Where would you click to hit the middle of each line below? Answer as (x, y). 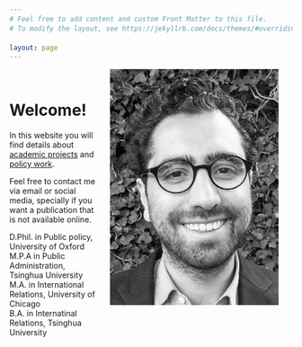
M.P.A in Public (37, 256)
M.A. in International (47, 285)
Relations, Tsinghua (46, 323)
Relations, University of (53, 294)
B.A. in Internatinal (44, 314)
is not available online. (50, 219)
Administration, (37, 266)
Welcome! (48, 110)
